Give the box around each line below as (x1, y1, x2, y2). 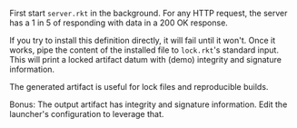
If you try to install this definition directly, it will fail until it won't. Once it (9, 35, 275, 45)
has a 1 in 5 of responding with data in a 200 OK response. (9, 17, 229, 28)
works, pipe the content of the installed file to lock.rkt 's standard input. (9, 44, 280, 55)
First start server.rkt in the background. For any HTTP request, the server (9, 8, 288, 18)
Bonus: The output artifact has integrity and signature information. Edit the (9, 99, 288, 110)
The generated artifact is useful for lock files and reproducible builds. (9, 82, 269, 92)
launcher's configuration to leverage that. (9, 109, 164, 119)
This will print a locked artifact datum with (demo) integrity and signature (9, 54, 282, 64)
